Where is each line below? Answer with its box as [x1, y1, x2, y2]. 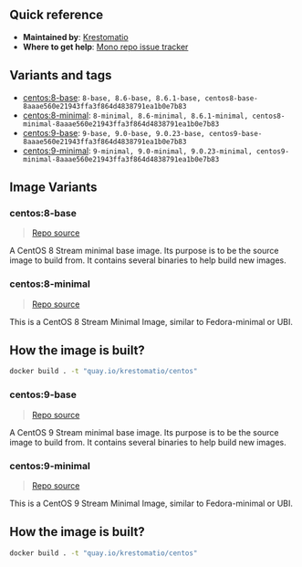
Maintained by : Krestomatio [22, 31, 130, 42]
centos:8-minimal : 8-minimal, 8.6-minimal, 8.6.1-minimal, [22, 110, 249, 121]
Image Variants [9, 180, 98, 195]
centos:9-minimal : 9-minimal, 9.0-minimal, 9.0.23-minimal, [22, 145, 253, 156]
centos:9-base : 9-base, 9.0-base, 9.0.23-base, [22, 127, 205, 138]
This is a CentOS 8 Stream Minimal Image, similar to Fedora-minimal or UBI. [9, 316, 294, 327]
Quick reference [9, 7, 104, 23]
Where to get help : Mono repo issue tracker [22, 41, 189, 52]
